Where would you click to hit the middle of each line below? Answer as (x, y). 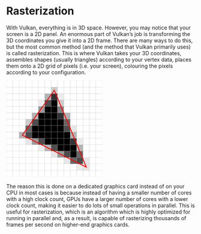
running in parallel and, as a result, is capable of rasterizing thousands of (96, 218)
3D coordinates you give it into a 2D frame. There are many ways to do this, (100, 40)
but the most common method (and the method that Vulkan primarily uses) (98, 47)
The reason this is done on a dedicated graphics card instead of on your (95, 186)
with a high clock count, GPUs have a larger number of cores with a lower (97, 199)
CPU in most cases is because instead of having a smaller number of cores (99, 193)
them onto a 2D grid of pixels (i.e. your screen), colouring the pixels (90, 66)
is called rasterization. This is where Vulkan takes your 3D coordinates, (94, 53)
